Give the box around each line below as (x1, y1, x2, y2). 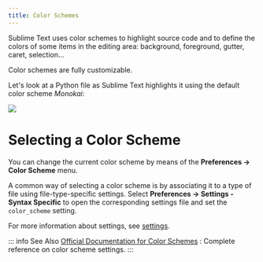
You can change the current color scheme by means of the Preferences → (8, 157, 250, 166)
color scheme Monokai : (8, 88, 85, 98)
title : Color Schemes (8, 11, 80, 20)
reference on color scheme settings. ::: (8, 245, 134, 254)
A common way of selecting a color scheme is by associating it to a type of (8, 180, 252, 190)
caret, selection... (8, 50, 65, 59)
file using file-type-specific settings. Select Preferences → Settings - (8, 189, 234, 198)
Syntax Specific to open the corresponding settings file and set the (8, 197, 228, 207)
